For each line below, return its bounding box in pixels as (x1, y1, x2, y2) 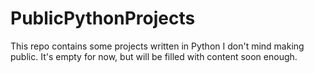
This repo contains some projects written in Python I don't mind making (10, 40, 305, 52)
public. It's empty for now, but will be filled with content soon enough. (10, 50, 298, 62)
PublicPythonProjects (10, 7, 196, 30)
